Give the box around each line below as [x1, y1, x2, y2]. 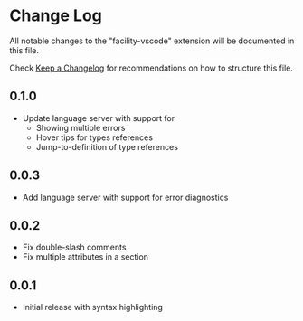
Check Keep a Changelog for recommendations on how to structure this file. [9, 62, 294, 73]
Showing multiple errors [35, 122, 126, 133]
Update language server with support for [22, 112, 175, 123]
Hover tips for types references [35, 132, 154, 143]
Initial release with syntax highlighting [22, 302, 163, 313]
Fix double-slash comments [22, 241, 127, 253]
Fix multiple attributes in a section [22, 251, 149, 262]
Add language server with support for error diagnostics [22, 192, 229, 203]
